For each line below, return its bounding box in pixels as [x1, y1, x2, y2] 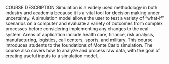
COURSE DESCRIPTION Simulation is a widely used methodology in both [5, 5, 158, 10]
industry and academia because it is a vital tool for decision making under [5, 10, 160, 16]
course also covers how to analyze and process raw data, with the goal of [5, 48, 160, 53]
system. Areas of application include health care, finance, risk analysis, [5, 31, 154, 37]
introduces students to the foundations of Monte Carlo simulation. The [5, 42, 153, 48]
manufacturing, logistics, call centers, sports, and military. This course [5, 37, 153, 43]
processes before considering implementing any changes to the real [5, 26, 149, 32]
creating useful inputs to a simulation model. [5, 53, 98, 59]
